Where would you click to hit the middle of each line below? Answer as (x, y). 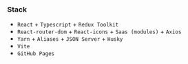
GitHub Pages (36, 54)
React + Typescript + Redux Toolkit (68, 25)
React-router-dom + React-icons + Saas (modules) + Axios (99, 31)
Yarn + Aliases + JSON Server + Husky (70, 39)
